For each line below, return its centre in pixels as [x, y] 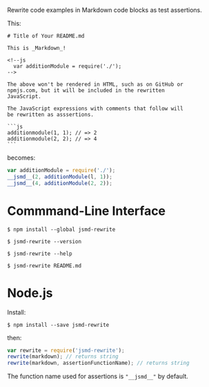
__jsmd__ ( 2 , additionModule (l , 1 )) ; [60, 177]
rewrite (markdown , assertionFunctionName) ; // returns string [98, 363]
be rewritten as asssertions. [51, 115]
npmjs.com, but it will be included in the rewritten [86, 91]
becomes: [21, 158]
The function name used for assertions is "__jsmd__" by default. [98, 377]
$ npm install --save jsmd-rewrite [58, 325]
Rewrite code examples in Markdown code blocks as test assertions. [104, 10]
